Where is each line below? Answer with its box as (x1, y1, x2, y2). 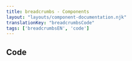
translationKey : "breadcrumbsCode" (6, 20, 95, 25)
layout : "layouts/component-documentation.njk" (6, 14, 127, 20)
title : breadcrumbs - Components (6, 8, 90, 15)
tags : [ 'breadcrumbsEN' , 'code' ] (6, 25, 90, 31)
